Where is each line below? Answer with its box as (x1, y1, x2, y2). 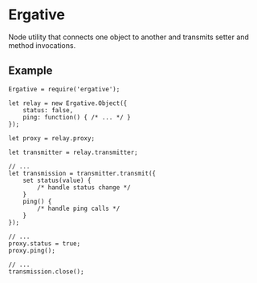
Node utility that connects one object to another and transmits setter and (8, 32, 249, 42)
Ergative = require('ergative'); (8, 85, 120, 93)
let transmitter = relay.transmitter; (8, 148, 138, 156)
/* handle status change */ (37, 183, 131, 192)
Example (8, 64, 53, 78)
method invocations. (8, 40, 76, 50)
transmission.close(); (8, 267, 84, 276)
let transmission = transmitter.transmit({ (8, 169, 157, 177)
